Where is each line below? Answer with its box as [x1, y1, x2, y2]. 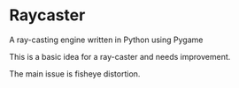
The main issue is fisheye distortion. [9, 68, 141, 79]
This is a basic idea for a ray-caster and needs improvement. [9, 51, 231, 62]
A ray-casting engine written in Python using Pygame [9, 34, 204, 45]
